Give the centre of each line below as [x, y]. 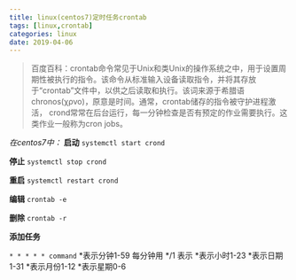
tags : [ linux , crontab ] [51, 26]
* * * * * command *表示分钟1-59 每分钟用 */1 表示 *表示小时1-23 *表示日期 [146, 256]
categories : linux [43, 34]
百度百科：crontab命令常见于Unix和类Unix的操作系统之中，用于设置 [155, 68]
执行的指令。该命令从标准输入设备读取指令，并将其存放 [156, 80]
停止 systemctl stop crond [58, 161]
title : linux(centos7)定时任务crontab [78, 17]
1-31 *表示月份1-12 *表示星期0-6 [68, 267]
